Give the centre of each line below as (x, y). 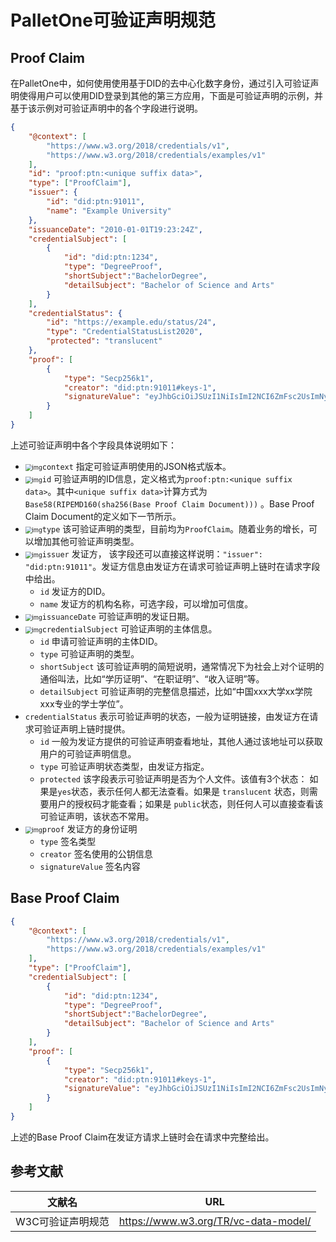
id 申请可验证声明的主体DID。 (101, 641)
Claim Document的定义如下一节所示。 (103, 516)
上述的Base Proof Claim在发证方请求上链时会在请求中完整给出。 (142, 1137)
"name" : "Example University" (109, 211)
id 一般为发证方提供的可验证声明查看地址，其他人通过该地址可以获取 (181, 741)
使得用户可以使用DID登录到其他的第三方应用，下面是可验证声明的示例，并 (170, 95)
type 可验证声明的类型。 (89, 653)
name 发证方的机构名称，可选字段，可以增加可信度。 (146, 603)
